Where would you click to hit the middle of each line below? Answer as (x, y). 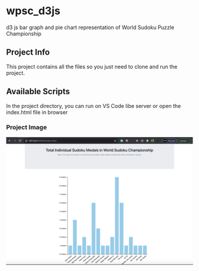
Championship (24, 33)
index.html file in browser (37, 112)
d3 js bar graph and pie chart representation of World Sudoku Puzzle (90, 27)
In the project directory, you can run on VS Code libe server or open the (94, 106)
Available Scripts (38, 92)
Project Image (27, 127)
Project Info (28, 52)
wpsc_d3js (33, 11)
